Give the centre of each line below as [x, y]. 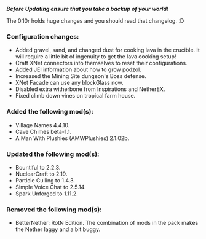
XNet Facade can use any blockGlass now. [69, 83]
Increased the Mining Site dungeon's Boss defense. [81, 76]
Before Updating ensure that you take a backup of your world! [88, 9]
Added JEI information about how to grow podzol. [78, 69]
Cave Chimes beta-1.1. [43, 131]
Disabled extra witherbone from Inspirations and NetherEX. [90, 89]
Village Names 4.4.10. [42, 125]
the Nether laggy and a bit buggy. [58, 229]
